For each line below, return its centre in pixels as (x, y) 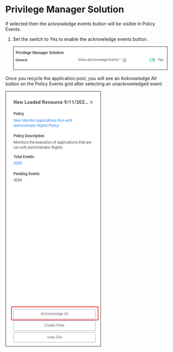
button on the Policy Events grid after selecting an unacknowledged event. (84, 84)
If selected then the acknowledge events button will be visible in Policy (80, 24)
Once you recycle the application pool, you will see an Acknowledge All (81, 79)
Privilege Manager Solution (65, 10)
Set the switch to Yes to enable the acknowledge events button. (80, 39)
